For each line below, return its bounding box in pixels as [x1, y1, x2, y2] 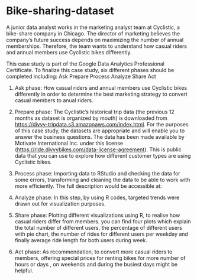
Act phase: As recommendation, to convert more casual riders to [14, 248, 173, 255]
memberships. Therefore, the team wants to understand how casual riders [6, 43, 188, 50]
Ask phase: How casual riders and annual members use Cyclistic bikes [14, 84, 188, 91]
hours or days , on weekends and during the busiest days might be [14, 261, 178, 268]
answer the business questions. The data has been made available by [14, 133, 185, 140]
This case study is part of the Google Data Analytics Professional [6, 60, 164, 67]
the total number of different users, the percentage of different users [14, 224, 182, 231]
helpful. [14, 267, 34, 274]
